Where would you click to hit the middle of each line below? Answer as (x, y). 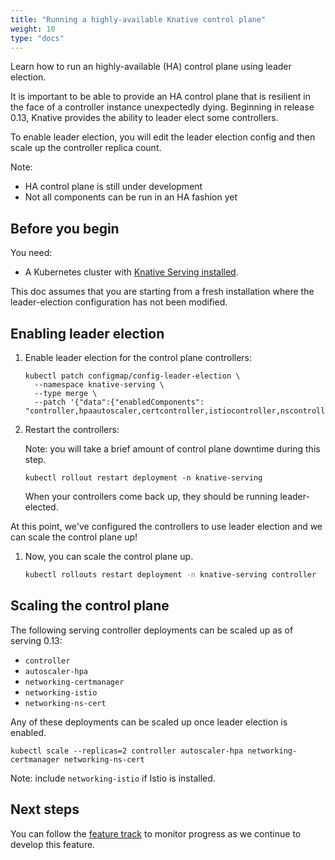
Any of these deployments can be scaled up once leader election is (149, 722)
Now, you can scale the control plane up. (109, 556)
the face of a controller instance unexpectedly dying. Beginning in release (162, 107)
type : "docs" (37, 38)
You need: (31, 253)
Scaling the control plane (90, 606)
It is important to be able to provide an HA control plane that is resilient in (161, 97)
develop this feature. (53, 844)
